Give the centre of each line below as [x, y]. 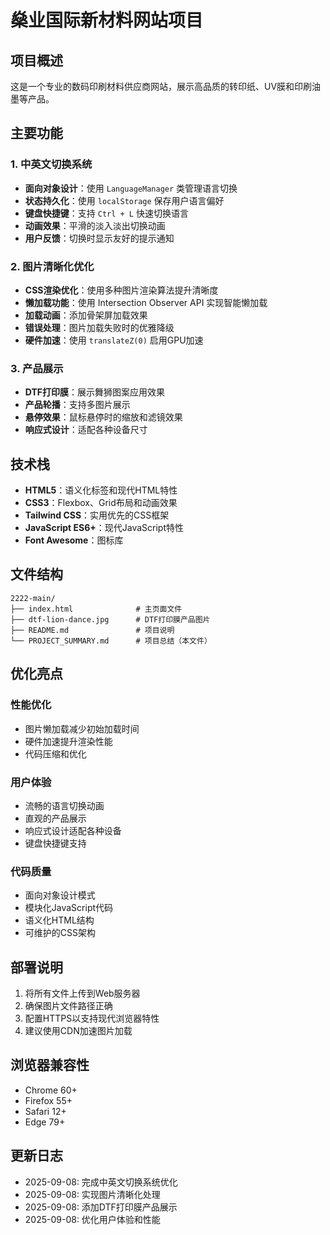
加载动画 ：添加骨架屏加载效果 [86, 315]
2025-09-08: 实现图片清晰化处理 [92, 1194]
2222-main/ [33, 598]
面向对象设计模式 [60, 895]
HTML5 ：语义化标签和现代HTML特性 [101, 490]
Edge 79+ [45, 1122]
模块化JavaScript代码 [69, 908]
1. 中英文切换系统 [51, 164]
